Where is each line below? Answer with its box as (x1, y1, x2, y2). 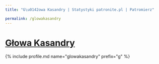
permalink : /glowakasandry (5, 16, 61, 21)
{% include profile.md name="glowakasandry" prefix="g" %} (5, 54, 130, 60)
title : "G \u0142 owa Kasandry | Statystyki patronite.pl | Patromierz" (5, 7, 155, 12)
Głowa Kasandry (5, 37, 76, 48)
